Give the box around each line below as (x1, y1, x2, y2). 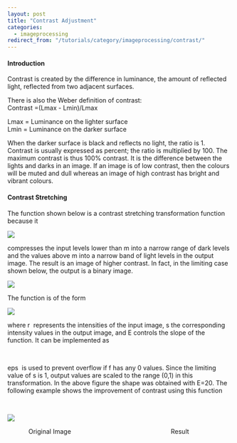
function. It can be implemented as (7, 335, 110, 344)
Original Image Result (28, 427, 190, 435)
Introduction (7, 58, 45, 68)
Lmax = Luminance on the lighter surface (7, 118, 128, 126)
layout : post (7, 10, 46, 18)
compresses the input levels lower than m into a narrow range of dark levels (7, 244, 230, 252)
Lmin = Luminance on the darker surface (7, 125, 127, 134)
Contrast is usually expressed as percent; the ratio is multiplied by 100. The (7, 147, 228, 155)
